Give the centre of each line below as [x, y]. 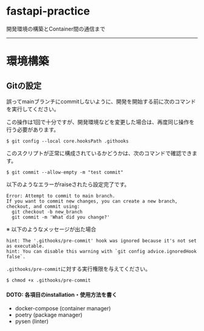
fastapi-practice [48, 11]
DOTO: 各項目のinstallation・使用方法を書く [62, 294]
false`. [16, 257]
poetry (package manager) [49, 315]
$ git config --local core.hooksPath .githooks [68, 141]
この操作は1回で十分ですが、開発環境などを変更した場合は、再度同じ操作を [100, 122]
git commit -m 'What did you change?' [61, 217]
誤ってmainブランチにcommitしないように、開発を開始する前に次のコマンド [101, 101]
